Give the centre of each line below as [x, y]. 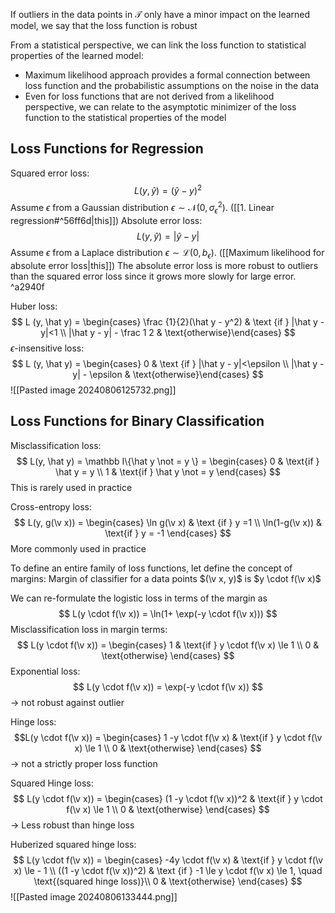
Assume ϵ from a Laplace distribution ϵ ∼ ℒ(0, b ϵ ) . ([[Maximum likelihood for [167, 253]
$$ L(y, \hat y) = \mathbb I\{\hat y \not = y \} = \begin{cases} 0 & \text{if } [168, 461]
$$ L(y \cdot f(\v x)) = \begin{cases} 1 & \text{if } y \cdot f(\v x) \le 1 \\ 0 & [168, 645]
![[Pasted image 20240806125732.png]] [93, 390]
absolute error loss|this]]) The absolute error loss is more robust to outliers [164, 265]
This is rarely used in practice [71, 487]
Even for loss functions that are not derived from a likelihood [149, 96]
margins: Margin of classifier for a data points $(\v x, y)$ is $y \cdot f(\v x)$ [166, 578]
